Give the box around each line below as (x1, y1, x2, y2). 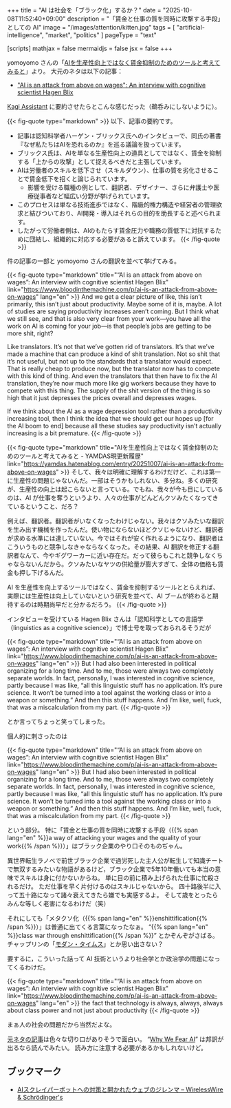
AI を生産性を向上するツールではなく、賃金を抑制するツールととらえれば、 (7, 583, 219, 591)
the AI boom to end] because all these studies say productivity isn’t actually (7, 422, 222, 430)
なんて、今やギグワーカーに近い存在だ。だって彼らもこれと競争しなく (19, 552, 217, 559)
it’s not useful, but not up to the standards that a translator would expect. (7, 357, 213, 365)
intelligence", (7, 31, 44, 39)
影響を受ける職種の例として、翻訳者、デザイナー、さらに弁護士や (27, 183, 214, 191)
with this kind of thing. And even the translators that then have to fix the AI (7, 372, 218, 380)
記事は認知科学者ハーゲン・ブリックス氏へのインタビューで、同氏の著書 (16, 132, 221, 140)
